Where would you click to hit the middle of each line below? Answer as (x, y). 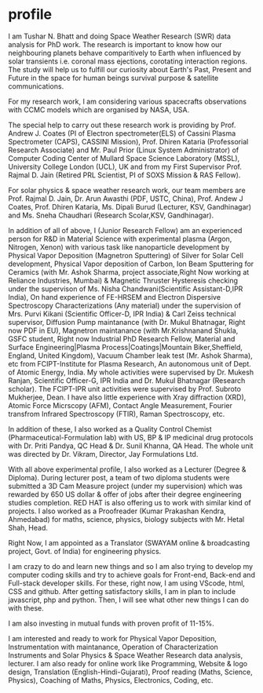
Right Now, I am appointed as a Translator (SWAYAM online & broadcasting (129, 542)
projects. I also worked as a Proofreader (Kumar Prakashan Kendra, (117, 511)
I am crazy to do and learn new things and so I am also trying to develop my (131, 566)
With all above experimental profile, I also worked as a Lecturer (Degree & (127, 469)
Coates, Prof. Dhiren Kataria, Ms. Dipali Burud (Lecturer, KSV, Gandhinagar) (130, 206)
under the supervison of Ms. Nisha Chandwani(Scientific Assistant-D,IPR (126, 289)
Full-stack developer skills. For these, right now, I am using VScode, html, (127, 583)
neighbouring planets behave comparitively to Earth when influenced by (125, 53)
